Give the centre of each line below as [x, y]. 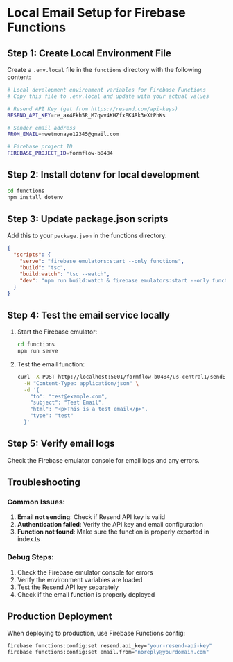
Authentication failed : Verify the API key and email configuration [110, 525]
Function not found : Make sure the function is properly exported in [113, 532]
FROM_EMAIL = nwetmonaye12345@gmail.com [63, 134]
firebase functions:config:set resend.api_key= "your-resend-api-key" [110, 646]
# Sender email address [42, 128]
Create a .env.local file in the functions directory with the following [105, 70]
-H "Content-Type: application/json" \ [81, 383]
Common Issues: [36, 502]
